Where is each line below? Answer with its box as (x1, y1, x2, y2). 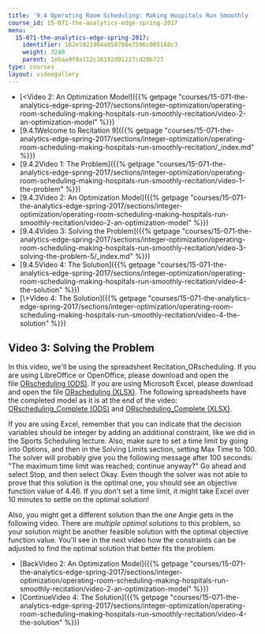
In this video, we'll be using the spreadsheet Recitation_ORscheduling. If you (8, 362, 256, 372)
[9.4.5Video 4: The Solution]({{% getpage (19, 260, 156, 269)
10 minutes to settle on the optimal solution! (8, 495, 150, 505)
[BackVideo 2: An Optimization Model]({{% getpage (19, 559, 188, 568)
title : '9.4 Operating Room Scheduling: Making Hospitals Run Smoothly (8, 11, 248, 20)
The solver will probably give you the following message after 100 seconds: (8, 453, 253, 463)
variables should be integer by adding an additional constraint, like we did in (8, 428, 256, 437)
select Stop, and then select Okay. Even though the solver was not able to (8, 470, 248, 479)
